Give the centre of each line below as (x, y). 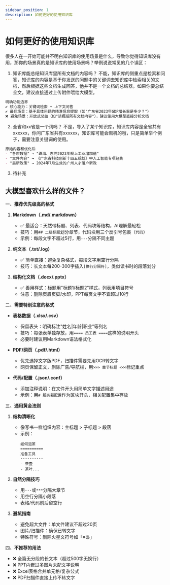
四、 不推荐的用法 (23, 548)
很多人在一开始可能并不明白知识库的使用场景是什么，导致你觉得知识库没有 (83, 56)
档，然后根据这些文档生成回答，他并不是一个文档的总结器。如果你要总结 (88, 86)
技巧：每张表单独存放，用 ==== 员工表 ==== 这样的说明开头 (79, 333)
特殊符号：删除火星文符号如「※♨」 (57, 537)
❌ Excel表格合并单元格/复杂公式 (46, 571)
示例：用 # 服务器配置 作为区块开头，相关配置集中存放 (74, 395)
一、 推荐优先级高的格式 (30, 204)
